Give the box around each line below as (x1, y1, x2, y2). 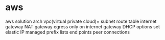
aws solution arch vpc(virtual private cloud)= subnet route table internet (5, 18, 157, 24)
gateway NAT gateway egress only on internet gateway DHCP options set (5, 23, 160, 29)
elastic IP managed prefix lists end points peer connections (5, 29, 130, 35)
